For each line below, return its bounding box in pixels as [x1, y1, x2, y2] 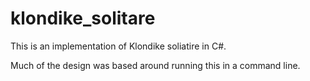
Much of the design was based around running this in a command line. [10, 59, 301, 71]
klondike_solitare [10, 7, 156, 30]
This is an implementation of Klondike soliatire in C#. [10, 40, 227, 52]
